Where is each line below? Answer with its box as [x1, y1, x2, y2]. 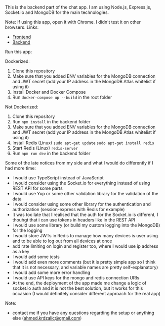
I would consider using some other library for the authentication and [12, 201, 151, 207]
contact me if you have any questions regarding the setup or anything [12, 310, 155, 316]
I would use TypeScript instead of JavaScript [12, 175, 104, 180]
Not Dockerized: [5, 104, 39, 109]
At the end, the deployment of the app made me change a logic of [12, 280, 147, 286]
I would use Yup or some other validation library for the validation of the [12, 191, 159, 196]
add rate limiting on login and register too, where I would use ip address [12, 243, 159, 249]
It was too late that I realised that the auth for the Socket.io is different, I [12, 212, 158, 217]
